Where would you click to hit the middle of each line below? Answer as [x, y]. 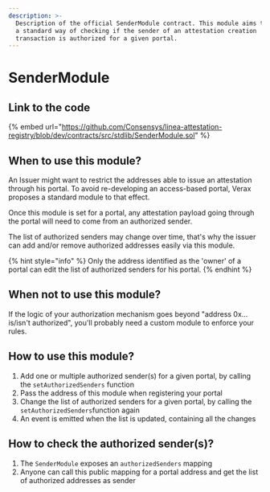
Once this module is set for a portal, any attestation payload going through [131, 213]
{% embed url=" [35, 127]
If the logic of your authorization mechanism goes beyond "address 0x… [128, 314]
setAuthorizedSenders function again [80, 410]
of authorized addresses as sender [78, 480]
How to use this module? [72, 357]
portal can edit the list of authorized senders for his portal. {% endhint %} [130, 269]
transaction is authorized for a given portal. [97, 38]
